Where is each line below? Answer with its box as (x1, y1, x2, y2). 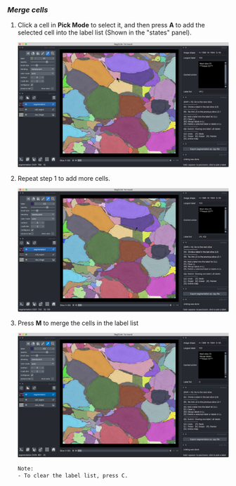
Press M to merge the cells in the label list (17, 319, 139, 328)
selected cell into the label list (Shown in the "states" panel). (17, 28, 192, 37)
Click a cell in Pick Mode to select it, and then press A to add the (17, 21, 205, 30)
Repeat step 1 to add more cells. (17, 174, 111, 182)
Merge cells (7, 5, 48, 15)
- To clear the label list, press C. (17, 472, 129, 479)
